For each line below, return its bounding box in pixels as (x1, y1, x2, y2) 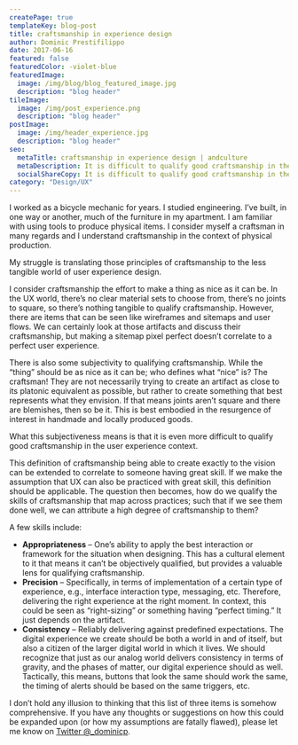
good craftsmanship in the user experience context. (9, 441, 199, 451)
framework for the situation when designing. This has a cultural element (21, 549, 286, 560)
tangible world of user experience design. (9, 267, 162, 278)
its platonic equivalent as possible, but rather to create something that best (9, 386, 283, 396)
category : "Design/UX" (9, 178, 93, 187)
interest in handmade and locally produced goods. (9, 414, 193, 425)
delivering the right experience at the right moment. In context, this (21, 596, 267, 607)
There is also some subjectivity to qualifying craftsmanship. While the (9, 357, 263, 368)
